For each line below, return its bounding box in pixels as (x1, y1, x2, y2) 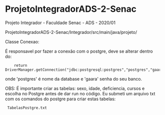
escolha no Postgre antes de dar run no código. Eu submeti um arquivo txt (5, 90, 156, 96)
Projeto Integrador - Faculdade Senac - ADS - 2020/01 (5, 20, 116, 26)
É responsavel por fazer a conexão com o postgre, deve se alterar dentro (5, 48, 153, 54)
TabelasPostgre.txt (7, 105, 48, 110)
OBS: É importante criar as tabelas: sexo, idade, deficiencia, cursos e (5, 85, 145, 91)
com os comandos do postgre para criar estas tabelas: (5, 96, 116, 102)
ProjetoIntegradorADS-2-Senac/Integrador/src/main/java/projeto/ (5, 29, 137, 35)
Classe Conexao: (5, 38, 40, 45)
